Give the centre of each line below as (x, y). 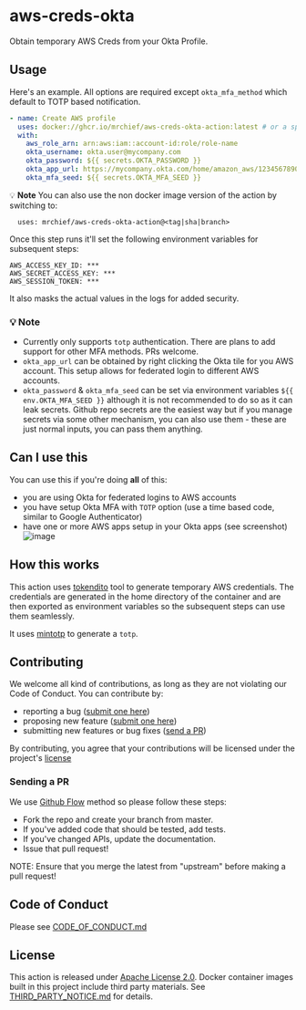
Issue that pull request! (66, 849)
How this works (55, 565)
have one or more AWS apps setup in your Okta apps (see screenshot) (155, 526)
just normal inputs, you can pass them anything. (112, 429)
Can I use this (49, 458)
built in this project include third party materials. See (107, 987)
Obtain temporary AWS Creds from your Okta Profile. (109, 41)
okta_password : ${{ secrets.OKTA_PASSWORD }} (114, 161)
